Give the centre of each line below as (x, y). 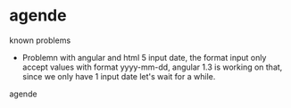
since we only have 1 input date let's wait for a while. (119, 76)
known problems (40, 40)
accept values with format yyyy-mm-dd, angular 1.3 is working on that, (152, 67)
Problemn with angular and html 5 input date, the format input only (144, 57)
